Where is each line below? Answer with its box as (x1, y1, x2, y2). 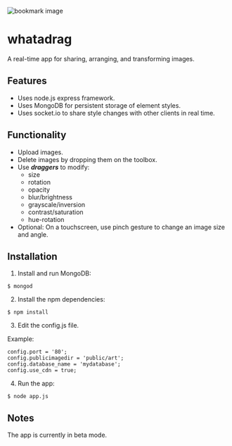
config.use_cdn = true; (7, 367, 77, 374)
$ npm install (7, 309, 49, 316)
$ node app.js (7, 393, 49, 400)
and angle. (17, 230, 49, 239)
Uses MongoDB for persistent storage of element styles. (17, 101, 181, 109)
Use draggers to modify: (17, 163, 90, 171)
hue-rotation (27, 215, 65, 223)
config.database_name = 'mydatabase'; (7, 361, 121, 368)
